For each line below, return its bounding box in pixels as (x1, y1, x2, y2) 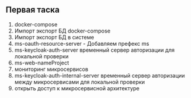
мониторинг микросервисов (14, 66, 89, 73)
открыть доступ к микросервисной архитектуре (14, 84, 140, 92)
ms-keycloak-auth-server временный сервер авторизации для (14, 46, 175, 54)
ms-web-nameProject (14, 59, 70, 66)
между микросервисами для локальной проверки (14, 78, 146, 85)
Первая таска (5, 5, 60, 15)
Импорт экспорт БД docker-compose (14, 27, 111, 34)
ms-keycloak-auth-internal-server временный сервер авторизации (14, 72, 186, 79)
